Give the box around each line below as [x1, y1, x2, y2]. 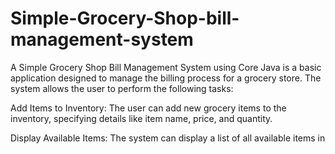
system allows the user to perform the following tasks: [10, 82, 234, 94]
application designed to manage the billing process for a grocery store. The [10, 72, 322, 84]
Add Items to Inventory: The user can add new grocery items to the [10, 102, 287, 114]
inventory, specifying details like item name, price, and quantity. [10, 112, 273, 124]
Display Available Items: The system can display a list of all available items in [10, 132, 326, 144]
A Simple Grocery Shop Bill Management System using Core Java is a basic [10, 61, 322, 73]
